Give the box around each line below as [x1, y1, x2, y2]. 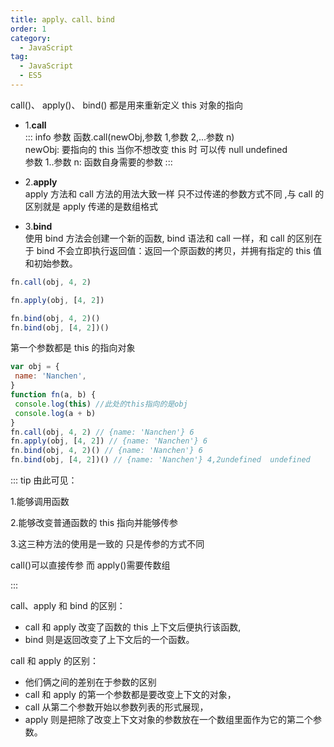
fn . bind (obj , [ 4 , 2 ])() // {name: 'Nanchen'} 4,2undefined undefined [10, 455, 311, 465]
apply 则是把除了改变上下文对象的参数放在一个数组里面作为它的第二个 [24, 714, 314, 725]
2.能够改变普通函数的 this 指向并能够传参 [10, 517, 179, 528]
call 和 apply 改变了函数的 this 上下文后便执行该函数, [24, 621, 242, 633]
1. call [24, 119, 47, 131]
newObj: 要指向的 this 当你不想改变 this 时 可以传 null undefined [24, 143, 288, 155]
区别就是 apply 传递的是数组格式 [24, 200, 159, 212]
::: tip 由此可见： [10, 474, 78, 486]
